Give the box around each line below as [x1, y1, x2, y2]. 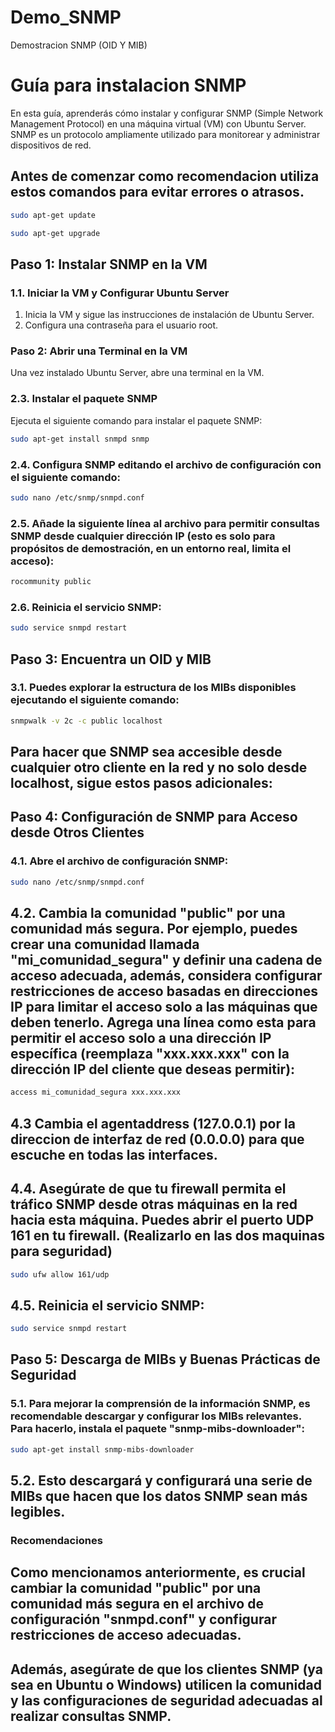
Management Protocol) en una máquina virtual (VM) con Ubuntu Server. [10, 117, 307, 130]
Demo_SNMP [10, 6, 122, 29]
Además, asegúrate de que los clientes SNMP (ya [10, 1661, 323, 1678]
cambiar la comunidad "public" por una [10, 1580, 262, 1597]
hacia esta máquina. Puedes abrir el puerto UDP [10, 1212, 315, 1229]
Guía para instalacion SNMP [10, 74, 247, 97]
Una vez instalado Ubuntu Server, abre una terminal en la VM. [10, 367, 265, 379]
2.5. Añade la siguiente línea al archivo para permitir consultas [10, 516, 320, 530]
